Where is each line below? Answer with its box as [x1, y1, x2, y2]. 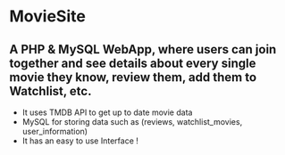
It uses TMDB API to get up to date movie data [21, 107, 193, 118]
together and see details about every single [9, 55, 256, 70]
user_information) [21, 126, 88, 136]
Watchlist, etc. [9, 83, 92, 99]
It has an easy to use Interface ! [21, 135, 138, 146]
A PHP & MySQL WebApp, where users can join [9, 42, 277, 57]
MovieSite [9, 6, 87, 27]
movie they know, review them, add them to [9, 69, 257, 85]
